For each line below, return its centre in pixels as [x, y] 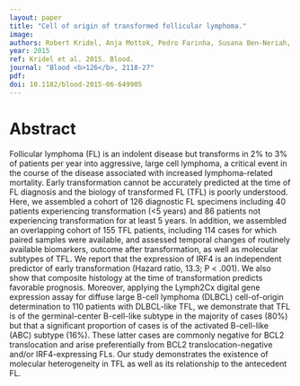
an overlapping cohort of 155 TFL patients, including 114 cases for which [143, 230]
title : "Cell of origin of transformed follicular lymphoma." [128, 26]
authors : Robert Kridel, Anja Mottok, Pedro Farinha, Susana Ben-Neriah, [150, 43]
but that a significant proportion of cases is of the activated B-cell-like [139, 325]
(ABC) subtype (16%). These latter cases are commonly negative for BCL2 [147, 335]
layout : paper [36, 18]
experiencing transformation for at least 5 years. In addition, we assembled [148, 220]
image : [22, 34]
